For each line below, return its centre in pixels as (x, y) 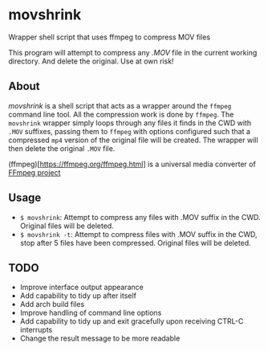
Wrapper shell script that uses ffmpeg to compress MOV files (110, 37)
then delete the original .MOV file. (62, 148)
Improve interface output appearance (82, 288)
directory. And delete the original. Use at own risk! (91, 61)
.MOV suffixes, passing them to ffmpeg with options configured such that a (130, 131)
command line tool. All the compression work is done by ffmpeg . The (121, 114)
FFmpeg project (35, 172)
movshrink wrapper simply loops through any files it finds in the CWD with (130, 123)
